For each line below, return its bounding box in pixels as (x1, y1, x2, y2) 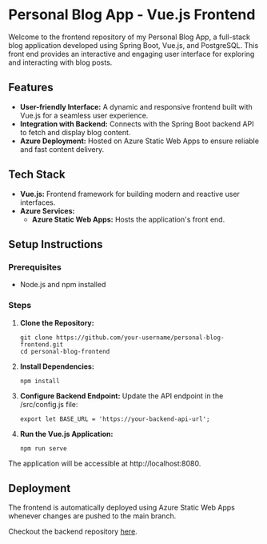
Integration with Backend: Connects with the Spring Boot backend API (19, 118, 254, 129)
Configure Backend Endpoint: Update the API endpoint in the (19, 390, 224, 401)
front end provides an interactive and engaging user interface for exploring (8, 49, 255, 58)
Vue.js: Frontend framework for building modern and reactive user (19, 189, 240, 198)
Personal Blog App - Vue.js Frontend (8, 6, 256, 24)
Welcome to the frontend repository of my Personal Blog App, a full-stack (8, 32, 250, 42)
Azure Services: (19, 206, 75, 215)
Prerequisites (8, 262, 62, 273)
